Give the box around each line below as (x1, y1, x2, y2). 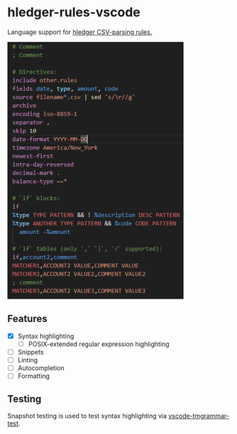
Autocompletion (17, 364, 65, 372)
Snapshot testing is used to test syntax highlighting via (7, 411, 167, 420)
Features (7, 313, 48, 325)
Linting (17, 355, 38, 364)
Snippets (17, 347, 44, 356)
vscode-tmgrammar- (168, 411, 229, 420)
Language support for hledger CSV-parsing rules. (7, 28, 153, 36)
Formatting (17, 372, 50, 380)
